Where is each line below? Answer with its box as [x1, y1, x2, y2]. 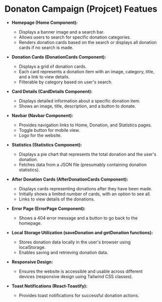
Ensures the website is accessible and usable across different [18, 268, 143, 274]
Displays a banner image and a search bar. [18, 29, 105, 35]
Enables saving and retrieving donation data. [18, 249, 108, 255]
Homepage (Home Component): [11, 20, 78, 25]
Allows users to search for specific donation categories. [18, 34, 131, 40]
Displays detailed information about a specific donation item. [18, 98, 141, 103]
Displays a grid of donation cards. [18, 63, 87, 69]
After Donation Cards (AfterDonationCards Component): [11, 176, 128, 182]
